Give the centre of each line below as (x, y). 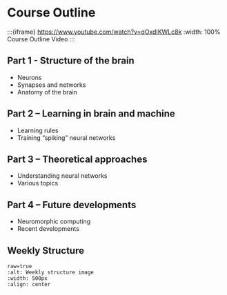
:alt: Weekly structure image (51, 272)
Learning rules (38, 130)
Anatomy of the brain (47, 92)
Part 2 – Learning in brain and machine (91, 114)
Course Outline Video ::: (41, 39)
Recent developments (48, 229)
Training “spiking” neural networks (66, 138)
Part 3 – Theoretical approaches (77, 159)
